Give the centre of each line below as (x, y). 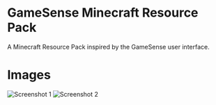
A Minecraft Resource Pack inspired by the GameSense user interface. (109, 47)
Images (29, 75)
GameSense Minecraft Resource (103, 13)
